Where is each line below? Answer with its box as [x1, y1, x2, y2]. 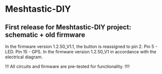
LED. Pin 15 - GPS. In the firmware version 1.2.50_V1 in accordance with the [5, 49, 157, 54]
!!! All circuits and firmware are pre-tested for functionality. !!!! [5, 64, 130, 69]
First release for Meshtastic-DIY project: [5, 23, 132, 31]
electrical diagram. [5, 54, 43, 60]
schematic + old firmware [5, 30, 85, 39]
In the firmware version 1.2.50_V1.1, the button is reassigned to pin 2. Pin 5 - [5, 44, 158, 49]
